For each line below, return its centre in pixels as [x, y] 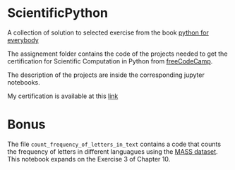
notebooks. [24, 82]
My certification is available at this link [63, 96]
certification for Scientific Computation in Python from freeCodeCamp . [110, 61]
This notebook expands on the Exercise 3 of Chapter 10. [89, 159]
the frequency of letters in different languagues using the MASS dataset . [113, 151]
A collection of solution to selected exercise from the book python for [108, 32]
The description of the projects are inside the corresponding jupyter [106, 75]
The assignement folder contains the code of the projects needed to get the [117, 54]
